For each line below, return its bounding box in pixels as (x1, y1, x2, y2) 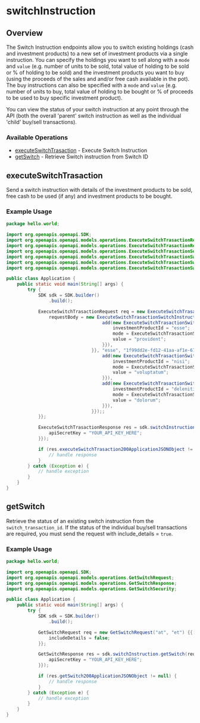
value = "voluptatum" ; (112, 369, 169, 376)
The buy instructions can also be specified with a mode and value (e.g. (6, 82, 177, 89)
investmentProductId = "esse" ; (112, 325, 190, 331)
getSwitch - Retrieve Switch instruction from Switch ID (14, 153, 149, 160)
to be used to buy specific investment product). (6, 94, 123, 101)
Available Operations (6, 133, 68, 141)
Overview (6, 28, 43, 38)
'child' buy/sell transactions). (6, 119, 77, 126)
